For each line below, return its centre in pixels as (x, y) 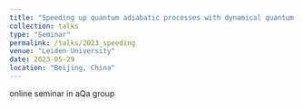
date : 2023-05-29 (42, 59)
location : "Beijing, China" (63, 68)
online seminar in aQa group (62, 93)
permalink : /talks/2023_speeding (73, 43)
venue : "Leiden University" (63, 51)
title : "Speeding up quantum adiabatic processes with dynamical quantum (152, 18)
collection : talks (44, 26)
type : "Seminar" (40, 34)
